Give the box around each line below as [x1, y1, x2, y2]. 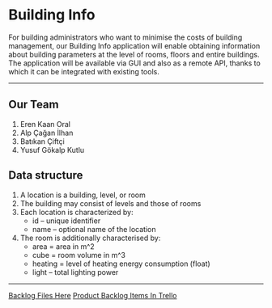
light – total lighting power [32, 267, 119, 276]
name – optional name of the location [32, 224, 156, 234]
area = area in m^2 [32, 241, 95, 251]
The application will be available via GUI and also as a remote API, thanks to [8, 58, 261, 68]
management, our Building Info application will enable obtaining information [8, 40, 261, 50]
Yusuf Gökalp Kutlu [19, 145, 85, 154]
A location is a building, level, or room [19, 190, 146, 200]
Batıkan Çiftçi [19, 136, 65, 146]
